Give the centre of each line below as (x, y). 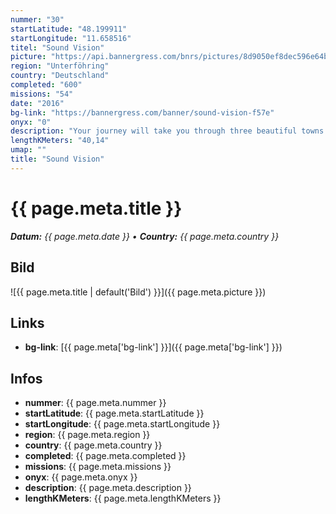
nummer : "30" (37, 19)
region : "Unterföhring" (60, 66)
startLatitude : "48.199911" (69, 29)
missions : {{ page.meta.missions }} (98, 467)
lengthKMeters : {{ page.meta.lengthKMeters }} (123, 498)
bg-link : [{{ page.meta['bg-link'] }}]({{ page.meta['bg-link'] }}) (153, 347)
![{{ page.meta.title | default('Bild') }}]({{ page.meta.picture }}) (138, 292)
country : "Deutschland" (60, 76)
